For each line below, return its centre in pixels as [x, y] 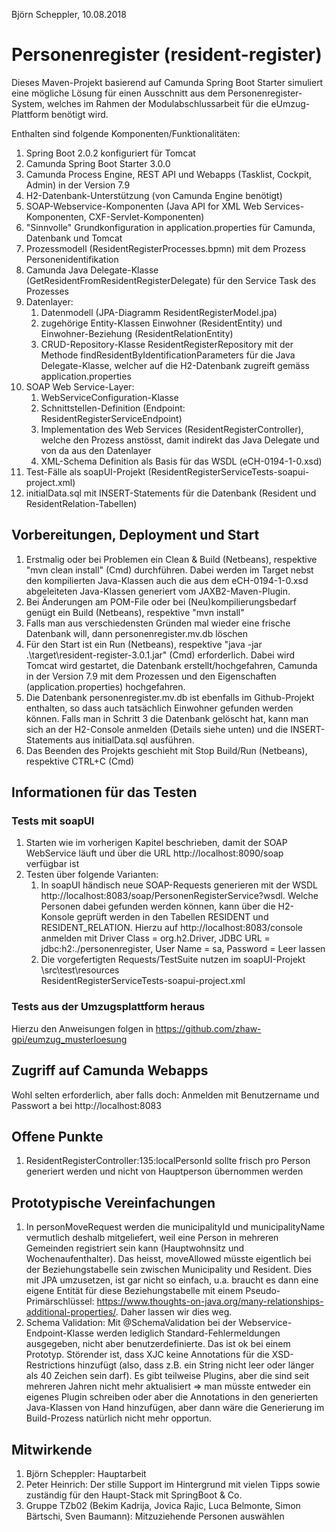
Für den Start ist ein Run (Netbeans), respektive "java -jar [144, 644]
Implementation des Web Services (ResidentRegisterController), [172, 429]
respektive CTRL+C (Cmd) [80, 761]
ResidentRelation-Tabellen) [81, 503]
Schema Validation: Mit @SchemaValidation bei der [131, 1323]
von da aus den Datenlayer [96, 450]
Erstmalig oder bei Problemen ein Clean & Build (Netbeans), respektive [171, 559]
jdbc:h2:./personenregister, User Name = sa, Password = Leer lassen [183, 949]
